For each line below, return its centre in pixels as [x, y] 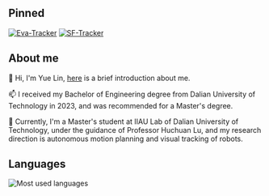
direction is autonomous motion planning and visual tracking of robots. [126, 138]
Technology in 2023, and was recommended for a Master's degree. [121, 105]
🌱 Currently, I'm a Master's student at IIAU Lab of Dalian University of [124, 121]
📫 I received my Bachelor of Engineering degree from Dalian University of [132, 94]
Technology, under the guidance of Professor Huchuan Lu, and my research [135, 130]
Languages [37, 164]
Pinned [27, 13]
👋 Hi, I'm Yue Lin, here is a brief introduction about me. [99, 78]
